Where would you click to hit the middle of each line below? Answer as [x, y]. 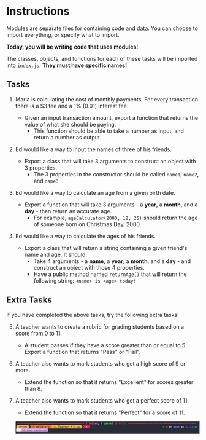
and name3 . [47, 181]
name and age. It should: [56, 254]
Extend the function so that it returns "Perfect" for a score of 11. [105, 412]
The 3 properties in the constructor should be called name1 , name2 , [116, 174]
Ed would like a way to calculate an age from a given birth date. [95, 192]
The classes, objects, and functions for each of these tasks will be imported [102, 58]
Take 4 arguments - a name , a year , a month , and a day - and [112, 261]
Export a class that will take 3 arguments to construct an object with [110, 161]
